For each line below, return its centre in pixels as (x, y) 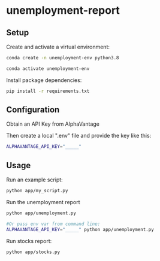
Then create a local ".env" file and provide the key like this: (79, 136)
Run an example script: (34, 180)
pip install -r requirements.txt (48, 91)
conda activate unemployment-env (48, 69)
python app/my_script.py (37, 191)
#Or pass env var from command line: (53, 224)
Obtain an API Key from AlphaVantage (53, 124)
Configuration (33, 110)
